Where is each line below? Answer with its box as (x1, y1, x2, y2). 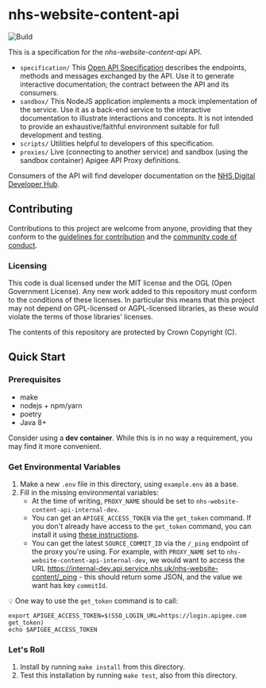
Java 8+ (19, 417, 47, 427)
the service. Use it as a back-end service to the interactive (19, 105, 212, 114)
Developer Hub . (8, 179, 60, 188)
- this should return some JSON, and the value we (79, 572, 243, 582)
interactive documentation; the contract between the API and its (19, 79, 229, 89)
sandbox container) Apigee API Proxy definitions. (19, 155, 181, 164)
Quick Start (8, 350, 66, 364)
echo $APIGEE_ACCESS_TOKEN (8, 626, 98, 634)
